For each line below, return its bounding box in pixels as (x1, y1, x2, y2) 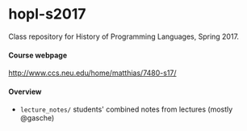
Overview (8, 87, 42, 96)
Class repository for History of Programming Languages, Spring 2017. (8, 32, 240, 41)
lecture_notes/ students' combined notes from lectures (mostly (19, 104, 233, 114)
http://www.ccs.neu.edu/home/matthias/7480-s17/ (8, 68, 177, 78)
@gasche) (19, 113, 55, 123)
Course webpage (8, 50, 68, 60)
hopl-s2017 (8, 5, 86, 23)
